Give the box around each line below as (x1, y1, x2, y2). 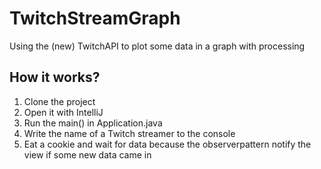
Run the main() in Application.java (23, 117, 163, 129)
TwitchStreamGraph (9, 7, 181, 30)
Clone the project (23, 95, 96, 107)
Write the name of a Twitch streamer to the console (23, 127, 236, 139)
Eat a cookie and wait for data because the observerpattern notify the (23, 138, 312, 150)
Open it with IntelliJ (23, 106, 104, 118)
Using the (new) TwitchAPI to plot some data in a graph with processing (9, 40, 306, 52)
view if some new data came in (23, 148, 152, 161)
